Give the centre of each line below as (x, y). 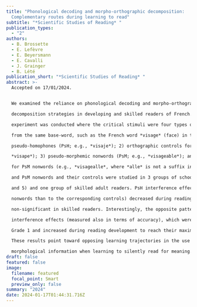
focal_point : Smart (35, 279)
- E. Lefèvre (27, 50)
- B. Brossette (30, 45)
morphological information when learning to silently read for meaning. (102, 252)
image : (14, 268)
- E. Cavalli (27, 60)
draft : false (22, 257)
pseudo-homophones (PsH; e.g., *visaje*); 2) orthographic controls (97, 146)
